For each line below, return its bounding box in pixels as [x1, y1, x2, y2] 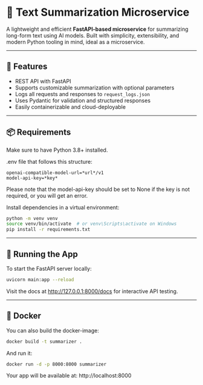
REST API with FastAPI [14, 77, 71, 85]
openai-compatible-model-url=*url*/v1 [6, 169, 104, 176]
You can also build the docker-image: [6, 326, 100, 334]
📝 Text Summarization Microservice [6, 5, 190, 19]
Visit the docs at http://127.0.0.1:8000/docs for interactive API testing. [6, 287, 178, 295]
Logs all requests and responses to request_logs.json [14, 90, 150, 97]
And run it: [6, 349, 33, 357]
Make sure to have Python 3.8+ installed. [6, 146, 108, 154]
